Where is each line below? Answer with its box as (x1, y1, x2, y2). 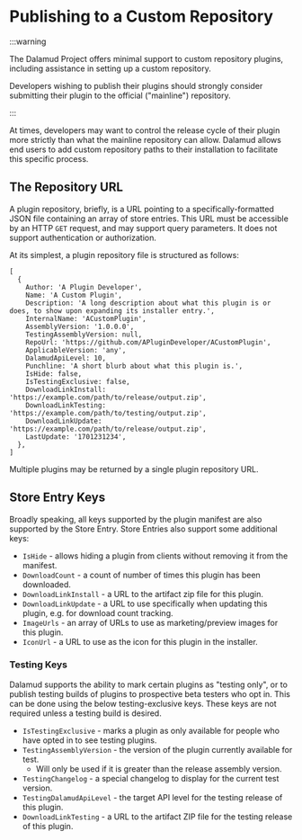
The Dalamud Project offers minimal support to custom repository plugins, (9, 53, 284, 64)
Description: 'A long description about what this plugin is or (25, 299, 271, 308)
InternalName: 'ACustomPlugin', (25, 314, 147, 323)
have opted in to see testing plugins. (22, 735, 157, 746)
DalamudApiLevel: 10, (25, 353, 106, 362)
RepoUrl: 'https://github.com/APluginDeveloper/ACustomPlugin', (25, 337, 271, 347)
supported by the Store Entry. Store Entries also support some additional (9, 523, 278, 534)
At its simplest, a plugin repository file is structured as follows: (9, 249, 240, 260)
